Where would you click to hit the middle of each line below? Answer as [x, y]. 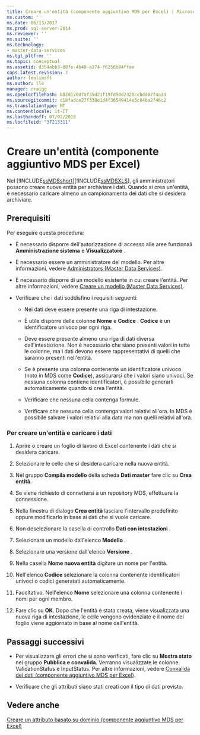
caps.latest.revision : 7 [37, 73]
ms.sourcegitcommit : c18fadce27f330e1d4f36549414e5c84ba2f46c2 [87, 100]
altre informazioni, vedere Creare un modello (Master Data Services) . [100, 286]
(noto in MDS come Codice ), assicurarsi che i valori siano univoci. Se [109, 375]
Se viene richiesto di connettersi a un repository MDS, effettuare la [97, 493]
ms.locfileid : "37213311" [39, 122]
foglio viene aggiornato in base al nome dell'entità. [77, 623]
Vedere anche [33, 705]
